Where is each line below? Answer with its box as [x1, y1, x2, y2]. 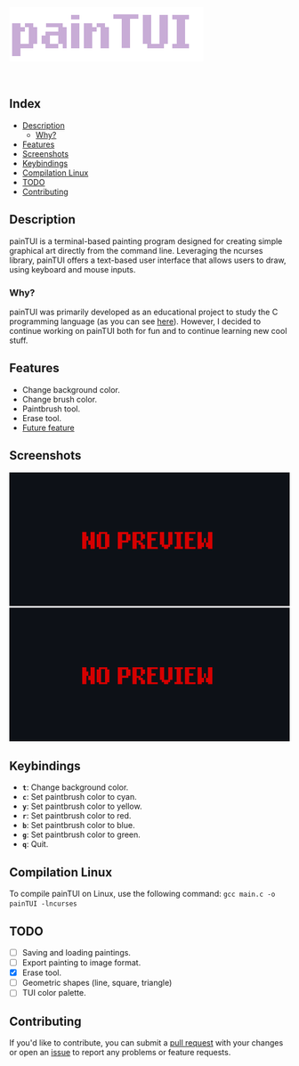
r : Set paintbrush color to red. [21, 810, 132, 821]
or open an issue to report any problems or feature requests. [9, 1047, 231, 1058]
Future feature [21, 422, 75, 433]
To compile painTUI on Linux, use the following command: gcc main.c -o [9, 889, 276, 899]
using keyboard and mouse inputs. [9, 264, 136, 274]
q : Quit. [21, 839, 49, 850]
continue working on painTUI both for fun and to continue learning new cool [9, 325, 287, 336]
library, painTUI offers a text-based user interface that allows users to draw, [9, 255, 287, 265]
